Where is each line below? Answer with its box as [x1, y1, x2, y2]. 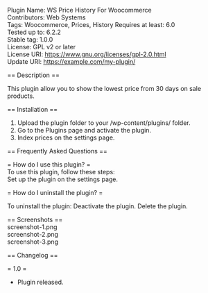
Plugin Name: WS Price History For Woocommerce [7, 6, 152, 14]
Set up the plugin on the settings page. [7, 175, 119, 183]
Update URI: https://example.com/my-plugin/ [7, 58, 136, 65]
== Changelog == [7, 251, 58, 259]
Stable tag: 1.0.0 [7, 35, 53, 44]
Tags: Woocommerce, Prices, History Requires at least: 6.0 [7, 21, 175, 28]
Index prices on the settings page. [17, 133, 115, 142]
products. [7, 92, 35, 100]
